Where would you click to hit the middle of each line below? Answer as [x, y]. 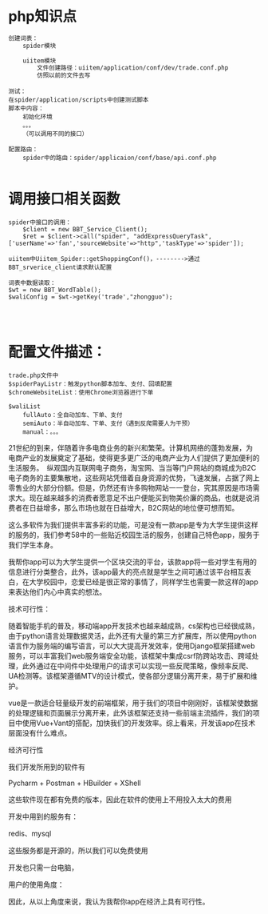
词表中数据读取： [32, 283]
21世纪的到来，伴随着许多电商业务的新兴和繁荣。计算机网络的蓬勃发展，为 [131, 448]
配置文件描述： [57, 352]
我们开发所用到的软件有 [47, 767]
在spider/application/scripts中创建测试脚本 [79, 100]
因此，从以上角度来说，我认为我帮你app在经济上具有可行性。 [109, 902]
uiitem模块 [39, 61]
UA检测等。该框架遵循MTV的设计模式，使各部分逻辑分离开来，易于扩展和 [130, 676]
